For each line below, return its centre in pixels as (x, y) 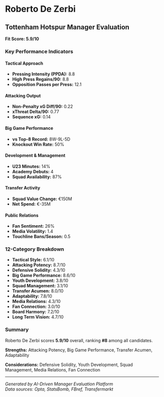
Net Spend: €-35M (31, 204)
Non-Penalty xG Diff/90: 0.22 (42, 107)
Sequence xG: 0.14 (31, 117)
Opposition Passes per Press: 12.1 (47, 85)
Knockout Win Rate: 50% (38, 144)
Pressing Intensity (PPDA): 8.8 (43, 74)
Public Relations (22, 215)
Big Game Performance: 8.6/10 (44, 276)
